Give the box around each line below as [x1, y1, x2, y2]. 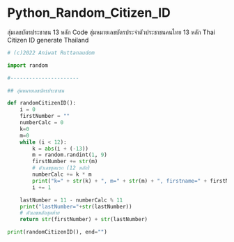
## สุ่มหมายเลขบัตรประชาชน [7, 87, 65, 94]
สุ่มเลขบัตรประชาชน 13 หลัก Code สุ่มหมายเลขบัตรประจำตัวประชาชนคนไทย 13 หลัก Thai [7, 28, 216, 36]
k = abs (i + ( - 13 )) [32, 145, 89, 152]
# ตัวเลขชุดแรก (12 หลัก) [32, 165, 91, 172]
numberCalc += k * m [32, 171, 92, 179]
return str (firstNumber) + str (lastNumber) [19, 216, 148, 223]
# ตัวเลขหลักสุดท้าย [19, 209, 60, 217]
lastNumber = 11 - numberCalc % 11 [19, 197, 123, 204]
